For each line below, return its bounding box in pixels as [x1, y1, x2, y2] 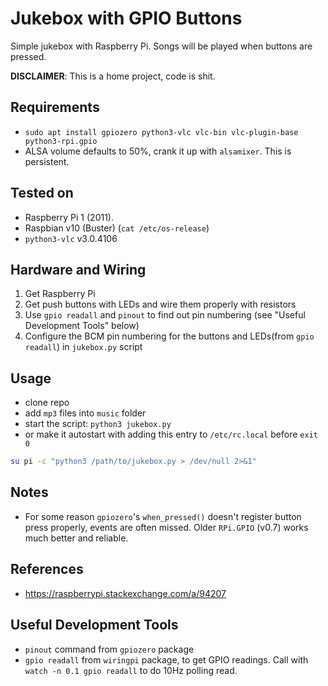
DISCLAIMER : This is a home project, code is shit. [10, 70, 216, 82]
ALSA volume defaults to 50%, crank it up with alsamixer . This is [24, 145, 292, 157]
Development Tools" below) [24, 320, 140, 332]
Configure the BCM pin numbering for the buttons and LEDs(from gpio [24, 330, 315, 342]
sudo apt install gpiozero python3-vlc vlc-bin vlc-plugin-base [24, 127, 299, 137]
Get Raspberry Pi [24, 288, 96, 300]
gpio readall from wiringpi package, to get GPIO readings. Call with [24, 653, 309, 666]
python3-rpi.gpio [24, 136, 98, 146]
